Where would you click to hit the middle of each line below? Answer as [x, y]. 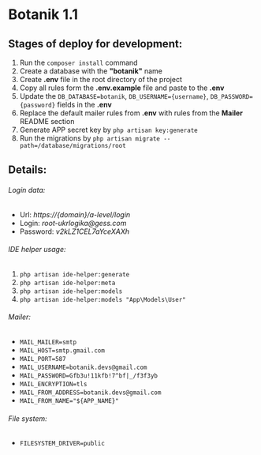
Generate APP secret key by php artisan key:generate [109, 130]
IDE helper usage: [37, 250]
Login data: [27, 190]
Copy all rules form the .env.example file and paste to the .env [122, 88]
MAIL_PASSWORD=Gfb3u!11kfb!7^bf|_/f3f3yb [88, 376]
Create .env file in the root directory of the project [101, 79]
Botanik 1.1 [43, 15]
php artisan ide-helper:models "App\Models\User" [103, 299]
